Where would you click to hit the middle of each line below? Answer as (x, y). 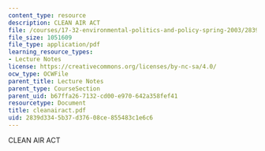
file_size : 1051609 (40, 37)
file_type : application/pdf (54, 45)
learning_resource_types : (50, 52)
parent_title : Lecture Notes (56, 81)
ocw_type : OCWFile (38, 74)
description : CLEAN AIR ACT (54, 23)
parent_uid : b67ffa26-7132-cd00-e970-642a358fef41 (93, 96)
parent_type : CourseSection (54, 88)
